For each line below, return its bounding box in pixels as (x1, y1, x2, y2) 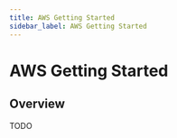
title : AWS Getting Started (9, 13, 116, 23)
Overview (9, 97, 66, 112)
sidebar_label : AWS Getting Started (9, 22, 147, 31)
